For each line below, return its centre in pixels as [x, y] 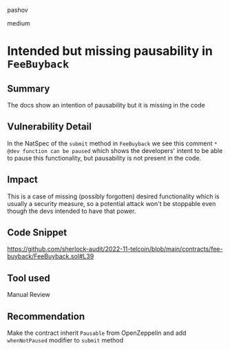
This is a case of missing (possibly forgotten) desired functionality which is [113, 196]
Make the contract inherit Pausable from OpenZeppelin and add [97, 333]
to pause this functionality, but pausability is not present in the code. [104, 158]
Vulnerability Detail [49, 127]
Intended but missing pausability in [110, 51]
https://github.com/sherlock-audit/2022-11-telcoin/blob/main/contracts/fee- [115, 249]
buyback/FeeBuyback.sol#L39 [51, 256]
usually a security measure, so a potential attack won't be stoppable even [112, 203]
